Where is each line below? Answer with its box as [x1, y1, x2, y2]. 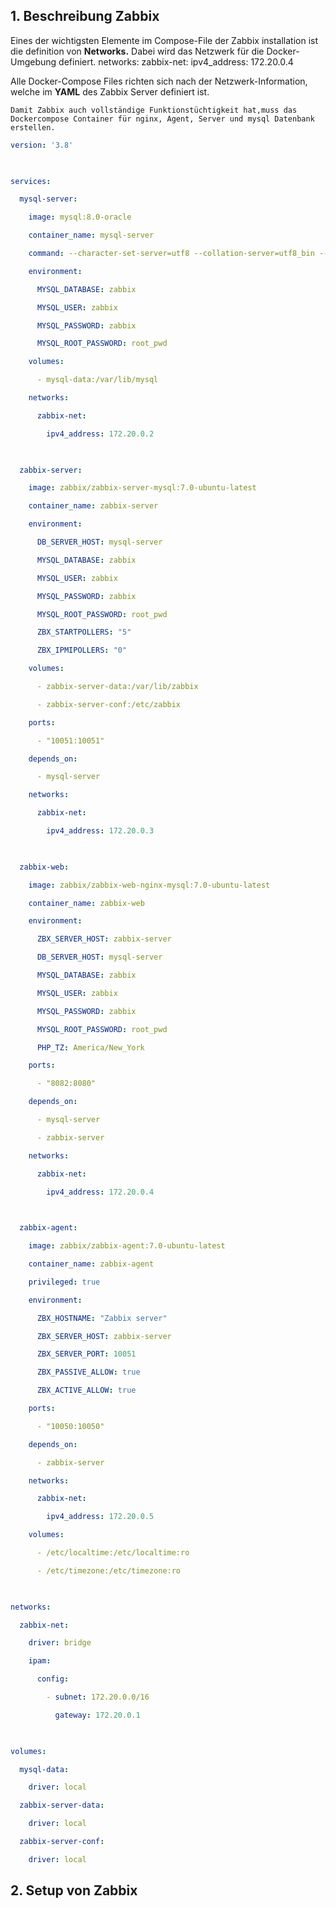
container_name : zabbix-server [28, 501, 159, 511]
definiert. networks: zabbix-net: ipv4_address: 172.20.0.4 [58, 55, 294, 68]
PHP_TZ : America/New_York [36, 1042, 145, 1053]
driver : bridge [28, 1638, 92, 1648]
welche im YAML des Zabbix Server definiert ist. [10, 85, 210, 98]
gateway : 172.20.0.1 [54, 1710, 141, 1720]
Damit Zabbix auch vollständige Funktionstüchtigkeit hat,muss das [10, 105, 298, 115]
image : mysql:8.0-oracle [28, 212, 132, 223]
